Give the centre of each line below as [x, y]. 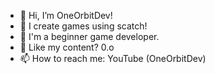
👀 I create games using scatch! [83, 26]
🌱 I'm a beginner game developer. [89, 36]
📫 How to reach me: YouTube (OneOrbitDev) [113, 58]
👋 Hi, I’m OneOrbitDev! [66, 15]
